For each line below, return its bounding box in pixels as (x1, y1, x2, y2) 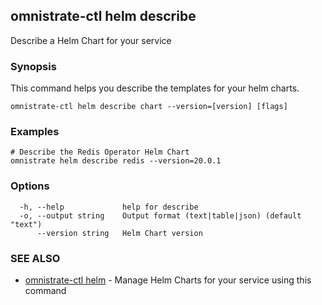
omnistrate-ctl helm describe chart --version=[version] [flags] (10, 102, 288, 112)
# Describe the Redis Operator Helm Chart (10, 147, 190, 158)
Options (10, 179, 50, 193)
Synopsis (10, 59, 57, 73)
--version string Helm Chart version (36, 228, 203, 238)
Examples (10, 125, 60, 139)
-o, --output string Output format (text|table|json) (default (19, 210, 302, 221)
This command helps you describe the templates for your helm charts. (10, 82, 300, 94)
